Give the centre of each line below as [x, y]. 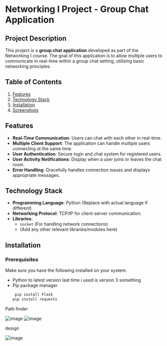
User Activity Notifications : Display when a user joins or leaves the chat [87, 159]
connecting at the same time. [42, 148]
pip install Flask [34, 295]
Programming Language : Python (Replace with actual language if [80, 203]
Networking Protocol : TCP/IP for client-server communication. [77, 213]
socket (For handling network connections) [64, 224]
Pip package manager [35, 285]
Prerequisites [22, 259]
